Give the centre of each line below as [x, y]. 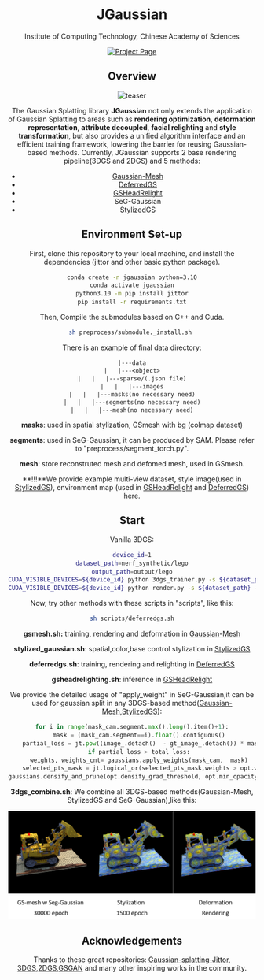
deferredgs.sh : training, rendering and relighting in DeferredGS [132, 664]
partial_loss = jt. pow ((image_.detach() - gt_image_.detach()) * [133, 743]
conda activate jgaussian [132, 285]
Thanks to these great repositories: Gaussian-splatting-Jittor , [132, 960]
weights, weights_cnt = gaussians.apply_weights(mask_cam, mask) [139, 760]
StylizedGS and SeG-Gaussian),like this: [132, 800]
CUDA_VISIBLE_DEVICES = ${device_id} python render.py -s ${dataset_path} [130, 588]
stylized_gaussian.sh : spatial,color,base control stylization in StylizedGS [132, 649]
